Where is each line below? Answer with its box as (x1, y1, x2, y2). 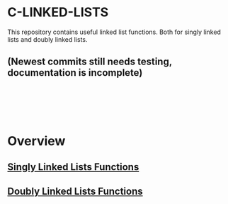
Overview (7, 132, 66, 149)
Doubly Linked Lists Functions (7, 185, 143, 197)
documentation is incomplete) (7, 67, 143, 79)
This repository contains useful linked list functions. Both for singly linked (7, 28, 222, 36)
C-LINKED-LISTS (7, 4, 109, 21)
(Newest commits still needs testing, (7, 56, 172, 68)
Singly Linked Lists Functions (7, 161, 139, 174)
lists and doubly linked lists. (7, 35, 88, 43)
